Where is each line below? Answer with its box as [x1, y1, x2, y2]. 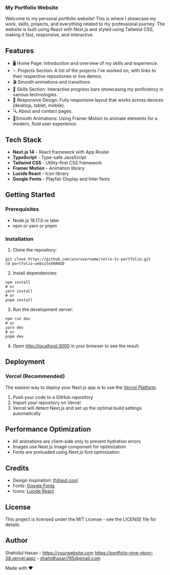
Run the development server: [12, 306, 74, 312]
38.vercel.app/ [5, 555, 36, 561]
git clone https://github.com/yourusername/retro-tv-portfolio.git [5, 257, 151, 262]
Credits [5, 463, 29, 473]
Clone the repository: [12, 246, 57, 253]
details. [5, 522, 21, 528]
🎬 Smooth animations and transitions [12, 79, 90, 85]
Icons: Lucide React [12, 488, 54, 494]
